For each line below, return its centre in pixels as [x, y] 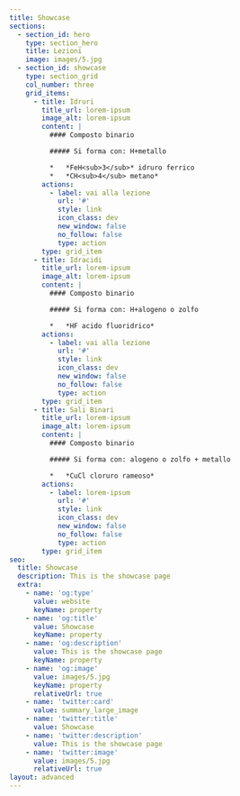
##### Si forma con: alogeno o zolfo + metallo [140, 459]
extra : [30, 585]
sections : [28, 26]
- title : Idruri [63, 101]
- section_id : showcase [62, 69]
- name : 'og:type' [60, 593]
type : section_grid [62, 77]
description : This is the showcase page [94, 576]
